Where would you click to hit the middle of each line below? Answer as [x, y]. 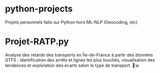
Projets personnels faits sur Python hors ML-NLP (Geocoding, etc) [71, 22]
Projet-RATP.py [37, 42]
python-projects [39, 9]
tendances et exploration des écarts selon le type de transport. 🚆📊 [72, 65]
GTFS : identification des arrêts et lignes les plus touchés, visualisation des [80, 60]
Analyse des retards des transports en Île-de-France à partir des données [79, 55]
